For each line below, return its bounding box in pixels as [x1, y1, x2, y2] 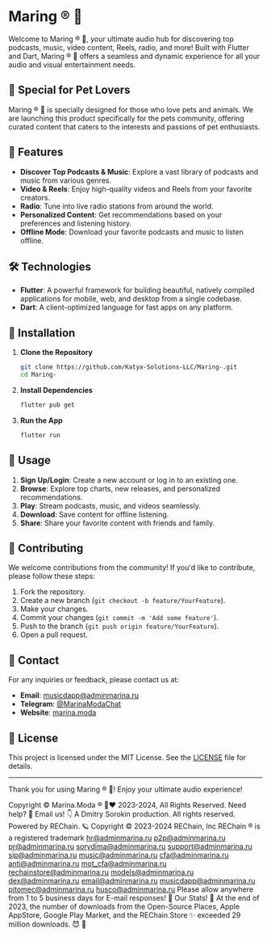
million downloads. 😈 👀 [8, 919, 87, 929]
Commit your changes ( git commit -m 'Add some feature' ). [19, 613, 219, 623]
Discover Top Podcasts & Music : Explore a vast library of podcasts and [19, 167, 259, 176]
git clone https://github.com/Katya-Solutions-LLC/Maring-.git [19, 363, 238, 371]
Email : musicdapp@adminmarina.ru [19, 690, 140, 700]
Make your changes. [19, 604, 89, 614]
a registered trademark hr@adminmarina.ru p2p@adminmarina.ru [8, 833, 226, 842]
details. [8, 761, 33, 770]
